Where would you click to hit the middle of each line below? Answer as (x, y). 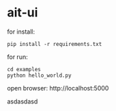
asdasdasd (23, 101)
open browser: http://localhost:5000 (58, 88)
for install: (21, 32)
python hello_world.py (39, 75)
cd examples (24, 69)
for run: (18, 57)
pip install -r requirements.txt (55, 44)
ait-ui (23, 13)
